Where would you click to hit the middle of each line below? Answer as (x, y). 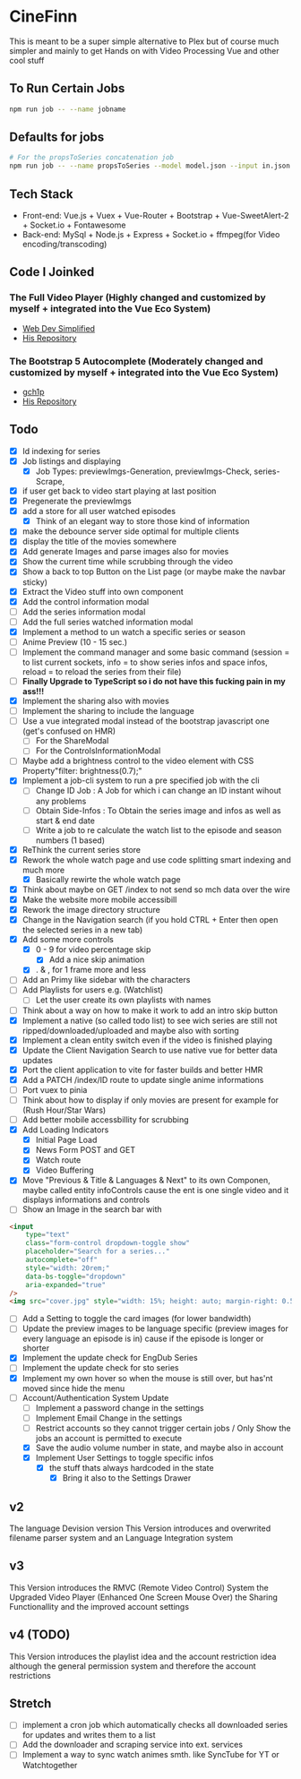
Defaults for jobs (57, 138)
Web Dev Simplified (59, 328)
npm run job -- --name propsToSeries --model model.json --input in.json (150, 166)
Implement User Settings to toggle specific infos (125, 1457)
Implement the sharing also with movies (96, 701)
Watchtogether (50, 1765)
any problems (61, 801)
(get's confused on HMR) (69, 731)
